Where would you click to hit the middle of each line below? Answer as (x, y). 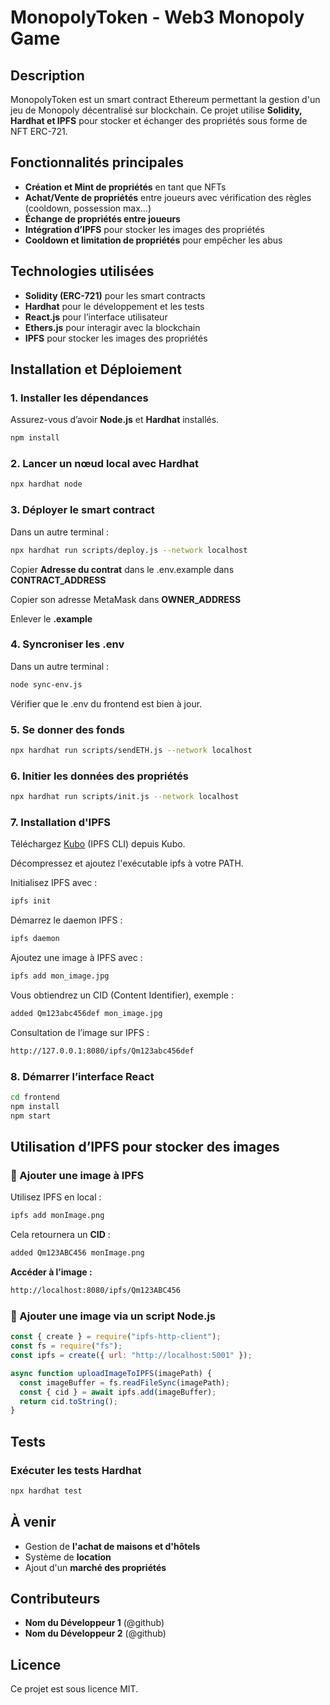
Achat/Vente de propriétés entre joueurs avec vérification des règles (168, 197)
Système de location (68, 1557)
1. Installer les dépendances (79, 398)
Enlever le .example (51, 618)
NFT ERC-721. (39, 131)
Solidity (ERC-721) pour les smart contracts (115, 295)
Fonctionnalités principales (97, 162)
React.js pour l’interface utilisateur (96, 317)
